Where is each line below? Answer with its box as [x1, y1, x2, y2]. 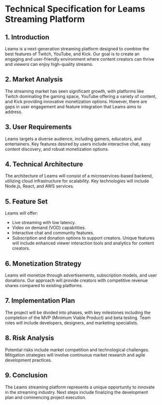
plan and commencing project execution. [5, 394, 87, 400]
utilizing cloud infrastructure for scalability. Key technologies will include [5, 178, 149, 184]
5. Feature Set [5, 197, 48, 206]
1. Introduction [5, 33, 49, 41]
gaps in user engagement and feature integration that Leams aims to [5, 103, 142, 110]
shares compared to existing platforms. [5, 283, 83, 289]
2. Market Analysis [5, 75, 63, 83]
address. [5, 109, 23, 114]
